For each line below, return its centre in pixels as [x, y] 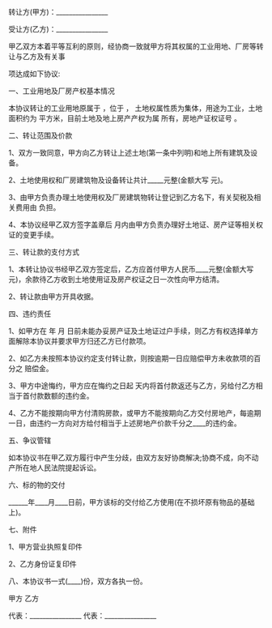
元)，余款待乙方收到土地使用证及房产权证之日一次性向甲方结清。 [116, 279]
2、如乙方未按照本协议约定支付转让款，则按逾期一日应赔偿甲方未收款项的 [131, 358]
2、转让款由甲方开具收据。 [53, 297]
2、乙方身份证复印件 [42, 564]
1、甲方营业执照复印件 [45, 547]
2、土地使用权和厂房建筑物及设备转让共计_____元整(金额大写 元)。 [118, 180]
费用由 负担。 [38, 207]
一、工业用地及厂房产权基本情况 [62, 91]
